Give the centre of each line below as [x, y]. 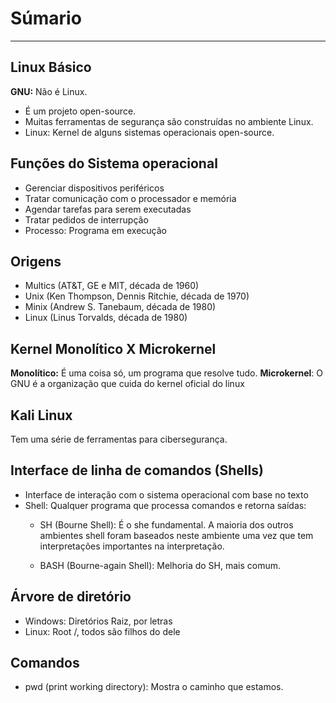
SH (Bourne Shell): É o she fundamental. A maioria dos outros [166, 524]
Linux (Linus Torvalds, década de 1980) [106, 318]
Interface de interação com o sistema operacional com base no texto [166, 494]
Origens [36, 261]
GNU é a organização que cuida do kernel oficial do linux [127, 384]
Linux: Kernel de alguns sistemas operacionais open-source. [149, 132]
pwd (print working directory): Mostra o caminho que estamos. [154, 687]
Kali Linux [41, 415]
